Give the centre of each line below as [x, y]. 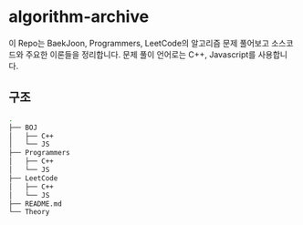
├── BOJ [23, 128]
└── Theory [29, 212]
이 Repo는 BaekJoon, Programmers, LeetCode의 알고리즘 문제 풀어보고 [139, 43]
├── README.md [36, 204]
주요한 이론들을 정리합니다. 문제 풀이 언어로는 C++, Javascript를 [141, 54]
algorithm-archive [79, 17]
